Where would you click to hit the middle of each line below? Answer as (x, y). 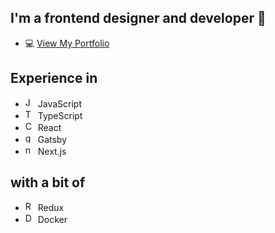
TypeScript (60, 115)
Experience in (54, 78)
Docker (52, 220)
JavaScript (59, 103)
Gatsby (52, 139)
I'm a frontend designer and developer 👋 (138, 18)
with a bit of (48, 182)
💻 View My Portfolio (67, 43)
